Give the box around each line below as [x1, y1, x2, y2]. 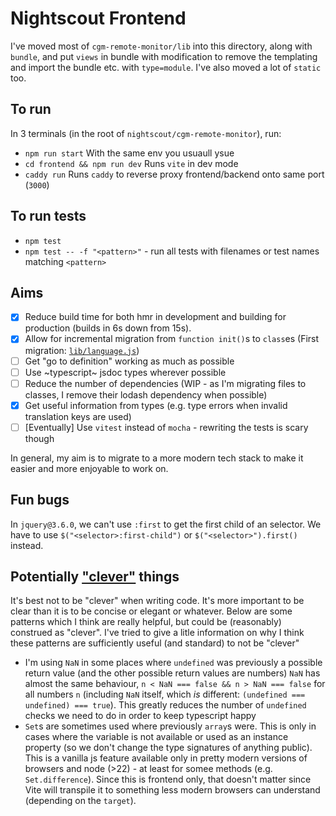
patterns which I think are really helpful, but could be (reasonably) [10, 616, 282, 628]
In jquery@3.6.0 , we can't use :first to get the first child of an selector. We [10, 518, 322, 530]
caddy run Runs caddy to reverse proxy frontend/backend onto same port [24, 168, 325, 180]
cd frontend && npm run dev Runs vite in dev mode [24, 157, 239, 169]
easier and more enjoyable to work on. [10, 462, 169, 474]
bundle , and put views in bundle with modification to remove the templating [10, 50, 318, 62]
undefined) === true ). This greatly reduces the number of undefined [24, 699, 307, 711]
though [24, 432, 55, 444]
